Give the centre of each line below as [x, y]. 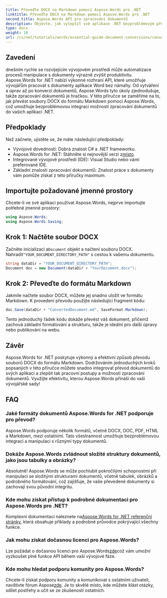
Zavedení [21, 58]
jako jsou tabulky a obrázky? [41, 460]
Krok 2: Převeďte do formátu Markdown [68, 284]
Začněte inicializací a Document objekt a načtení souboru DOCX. [69, 249]
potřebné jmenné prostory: [33, 208]
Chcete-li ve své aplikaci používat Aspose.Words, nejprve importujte [76, 203]
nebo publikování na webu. [33, 330]
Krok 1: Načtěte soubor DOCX [52, 237]
